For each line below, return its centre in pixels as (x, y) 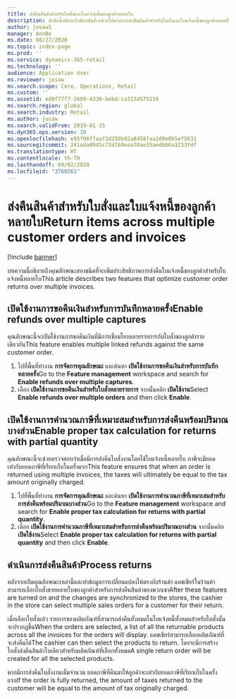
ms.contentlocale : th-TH (44, 159)
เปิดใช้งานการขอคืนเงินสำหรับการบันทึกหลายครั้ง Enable (105, 308)
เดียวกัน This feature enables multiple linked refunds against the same (106, 345)
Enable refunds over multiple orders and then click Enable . (104, 398)
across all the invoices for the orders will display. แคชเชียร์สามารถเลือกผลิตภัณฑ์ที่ (116, 635)
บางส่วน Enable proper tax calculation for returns (112, 430)
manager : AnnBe (30, 34)
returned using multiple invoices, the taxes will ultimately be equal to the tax (117, 474)
